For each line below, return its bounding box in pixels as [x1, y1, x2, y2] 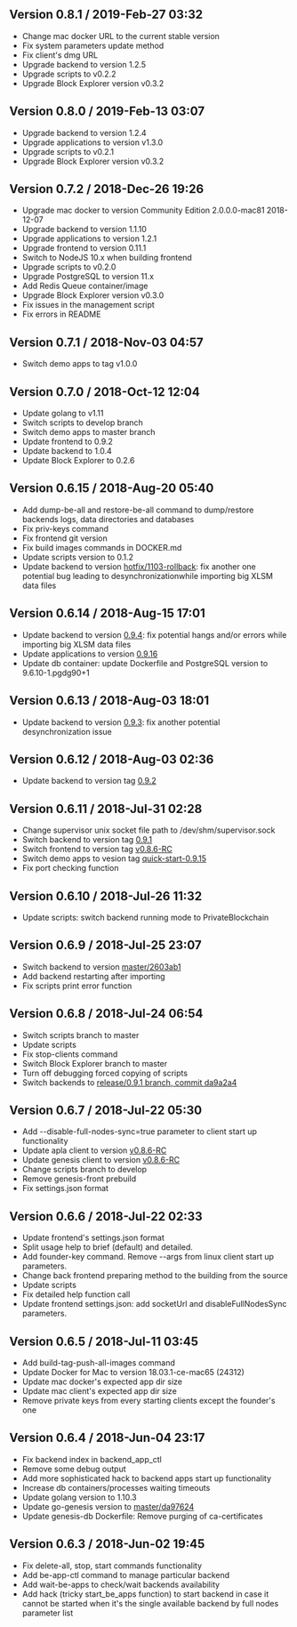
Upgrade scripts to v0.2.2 [21, 68, 116, 79]
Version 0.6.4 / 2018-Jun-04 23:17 [9, 1430, 205, 1446]
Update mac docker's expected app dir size [21, 1376, 183, 1387]
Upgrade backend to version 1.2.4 [21, 127, 147, 138]
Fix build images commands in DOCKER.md [21, 542, 182, 552]
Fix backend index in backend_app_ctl [21, 1454, 162, 1464]
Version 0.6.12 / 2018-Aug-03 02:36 [9, 752, 214, 767]
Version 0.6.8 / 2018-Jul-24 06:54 [9, 1006, 204, 1021]
